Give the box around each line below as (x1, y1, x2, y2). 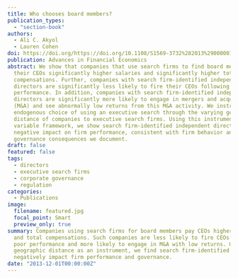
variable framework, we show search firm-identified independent (13, 122, 211, 129)
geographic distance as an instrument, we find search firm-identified (13, 247, 230, 255)
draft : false (7, 142, 46, 149)
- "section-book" (13, 23, 65, 30)
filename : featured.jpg (13, 208, 84, 215)
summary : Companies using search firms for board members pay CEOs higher (7, 227, 233, 234)
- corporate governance (13, 175, 84, 182)
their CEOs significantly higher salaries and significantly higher (13, 69, 220, 76)
